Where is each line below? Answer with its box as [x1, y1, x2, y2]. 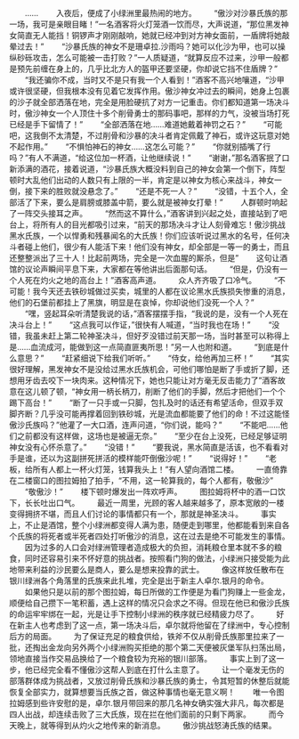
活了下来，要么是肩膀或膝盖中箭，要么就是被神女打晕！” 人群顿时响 [16, 197, 280, 207]
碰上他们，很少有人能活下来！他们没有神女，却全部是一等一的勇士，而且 [24, 241, 290, 252]
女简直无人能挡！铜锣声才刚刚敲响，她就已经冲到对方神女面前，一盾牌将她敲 [9, 30, 290, 40]
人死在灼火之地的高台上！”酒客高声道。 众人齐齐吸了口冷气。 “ [16, 275, 279, 285]
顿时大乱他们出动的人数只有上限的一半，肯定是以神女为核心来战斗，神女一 [9, 175, 282, 185]
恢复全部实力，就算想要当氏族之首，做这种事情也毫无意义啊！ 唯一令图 [9, 686, 285, 697]
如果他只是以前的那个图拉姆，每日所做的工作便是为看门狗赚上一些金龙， [24, 587, 290, 597]
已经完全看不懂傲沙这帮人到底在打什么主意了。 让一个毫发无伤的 [32, 664, 285, 675]
